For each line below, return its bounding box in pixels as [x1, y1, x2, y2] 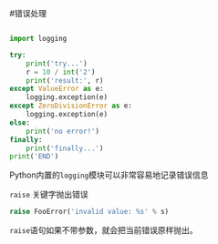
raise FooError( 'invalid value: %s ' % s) [9, 208, 170, 217]
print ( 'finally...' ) [26, 144, 104, 153]
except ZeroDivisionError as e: [9, 101, 132, 111]
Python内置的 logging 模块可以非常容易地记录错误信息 [9, 169, 209, 180]
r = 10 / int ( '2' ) [26, 67, 96, 76]
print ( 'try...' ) [26, 58, 88, 68]
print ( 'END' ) [9, 152, 59, 161]
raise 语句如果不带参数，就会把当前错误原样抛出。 [9, 225, 198, 236]
